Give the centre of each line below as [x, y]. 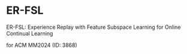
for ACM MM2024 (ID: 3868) [42, 45]
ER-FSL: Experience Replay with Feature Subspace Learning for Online [93, 27]
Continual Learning [30, 33]
